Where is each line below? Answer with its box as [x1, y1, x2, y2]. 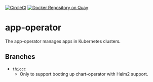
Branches [5, 52, 36, 61]
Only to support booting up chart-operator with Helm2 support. [19, 71, 149, 77]
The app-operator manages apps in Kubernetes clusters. [5, 38, 121, 44]
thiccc [12, 67, 26, 72]
